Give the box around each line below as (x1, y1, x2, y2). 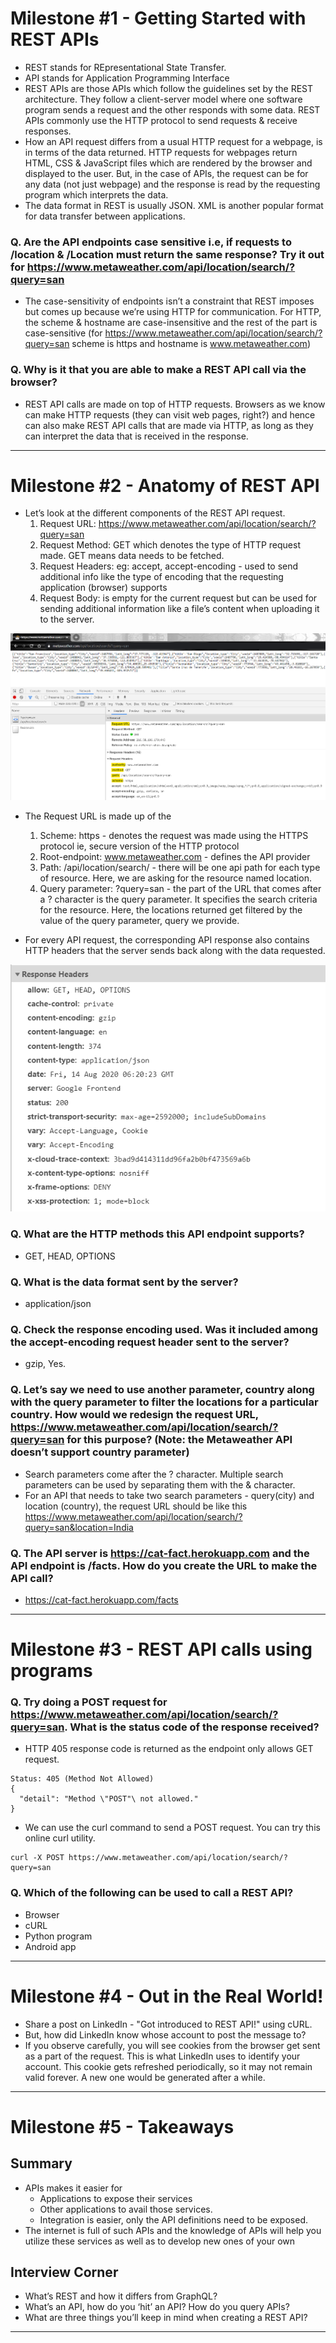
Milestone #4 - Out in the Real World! (10, 1985, 324, 2007)
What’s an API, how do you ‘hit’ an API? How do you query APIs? (24, 2301, 290, 2313)
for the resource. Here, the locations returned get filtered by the (39, 904, 303, 916)
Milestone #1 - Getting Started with (10, 7, 307, 30)
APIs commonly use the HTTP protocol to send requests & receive (24, 114, 298, 126)
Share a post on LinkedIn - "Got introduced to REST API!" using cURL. (24, 2018, 313, 2030)
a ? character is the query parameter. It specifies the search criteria (39, 893, 318, 905)
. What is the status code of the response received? (64, 1720, 320, 1734)
